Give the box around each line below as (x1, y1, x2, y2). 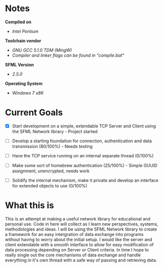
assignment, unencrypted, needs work (12, 168, 90, 174)
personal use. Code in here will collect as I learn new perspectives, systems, (5, 221, 158, 227)
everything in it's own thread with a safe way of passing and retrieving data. (5, 257, 157, 263)
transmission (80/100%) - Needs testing (12, 144, 93, 149)
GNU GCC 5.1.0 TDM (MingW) (12, 47, 72, 53)
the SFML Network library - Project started (12, 128, 98, 134)
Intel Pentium (12, 28, 39, 34)
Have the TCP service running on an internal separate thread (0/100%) (12, 153, 154, 158)
